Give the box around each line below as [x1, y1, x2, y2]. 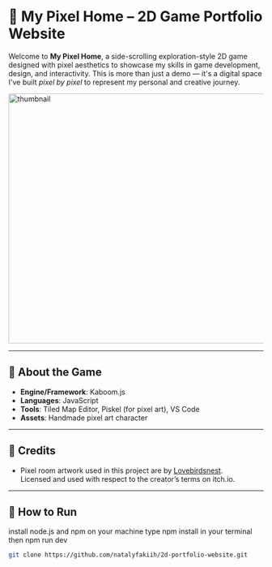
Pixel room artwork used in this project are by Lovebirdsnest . [19, 466, 223, 475]
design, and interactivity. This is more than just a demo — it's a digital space [8, 68, 262, 78]
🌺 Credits [8, 444, 57, 457]
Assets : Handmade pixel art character [19, 413, 148, 423]
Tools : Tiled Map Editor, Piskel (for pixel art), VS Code [19, 404, 200, 414]
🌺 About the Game [8, 365, 103, 380]
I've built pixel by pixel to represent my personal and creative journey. [8, 77, 240, 87]
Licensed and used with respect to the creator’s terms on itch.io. [19, 474, 236, 483]
